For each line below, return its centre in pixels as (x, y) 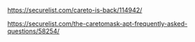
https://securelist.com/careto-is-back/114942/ (75, 10)
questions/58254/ (34, 31)
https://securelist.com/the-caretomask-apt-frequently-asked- (97, 23)
